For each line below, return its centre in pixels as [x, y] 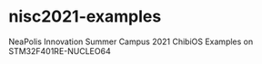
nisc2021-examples [85, 17]
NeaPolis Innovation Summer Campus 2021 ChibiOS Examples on [131, 41]
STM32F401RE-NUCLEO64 [60, 50]
